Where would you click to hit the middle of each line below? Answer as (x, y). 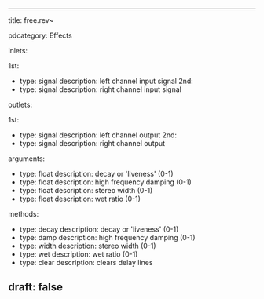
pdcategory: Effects (40, 35)
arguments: (27, 159)
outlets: (20, 104)
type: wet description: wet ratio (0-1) (79, 254)
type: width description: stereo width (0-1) (88, 246)
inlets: (18, 51)
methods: (24, 214)
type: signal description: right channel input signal (101, 89)
